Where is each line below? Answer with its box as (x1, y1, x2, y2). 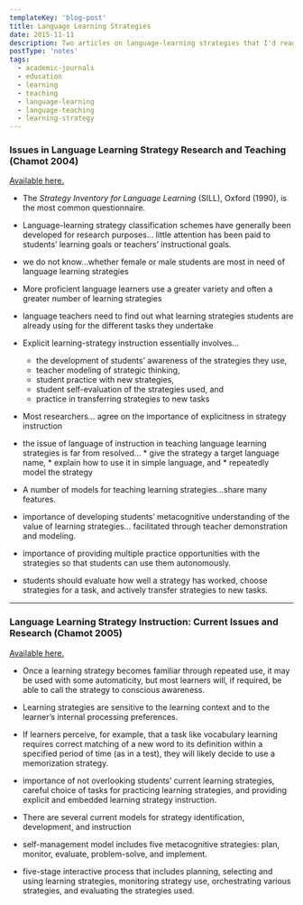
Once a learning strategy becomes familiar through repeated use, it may (22, 665, 290, 676)
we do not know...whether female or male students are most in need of (22, 256, 286, 267)
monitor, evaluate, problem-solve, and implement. (22, 848, 207, 859)
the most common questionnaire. (22, 202, 146, 213)
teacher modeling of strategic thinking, (35, 365, 180, 375)
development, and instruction (22, 821, 133, 832)
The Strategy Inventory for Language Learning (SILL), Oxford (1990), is (22, 193, 288, 204)
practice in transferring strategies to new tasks (35, 393, 210, 404)
